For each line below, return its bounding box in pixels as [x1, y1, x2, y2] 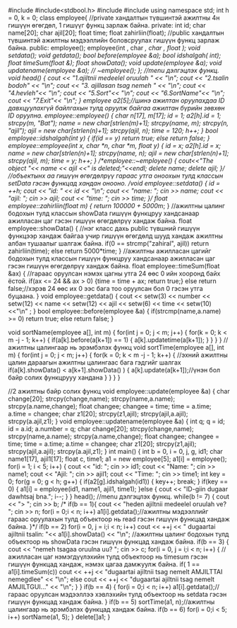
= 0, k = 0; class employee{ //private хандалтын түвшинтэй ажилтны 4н [8, 13, 220, 22]
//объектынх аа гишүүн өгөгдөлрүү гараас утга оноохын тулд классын [8, 171, 224, 180]
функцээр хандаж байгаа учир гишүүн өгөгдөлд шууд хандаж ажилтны [8, 232, 224, 240]
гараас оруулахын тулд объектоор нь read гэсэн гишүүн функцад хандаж [8, 515, 230, 523]
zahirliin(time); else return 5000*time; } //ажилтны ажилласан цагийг [8, 247, 212, 255]
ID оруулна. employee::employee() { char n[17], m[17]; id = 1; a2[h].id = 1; [8, 111, 221, 120]
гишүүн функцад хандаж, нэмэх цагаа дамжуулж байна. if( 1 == [8, 560, 200, 569]
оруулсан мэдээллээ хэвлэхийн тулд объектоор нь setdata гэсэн [30, 590, 227, 598]
